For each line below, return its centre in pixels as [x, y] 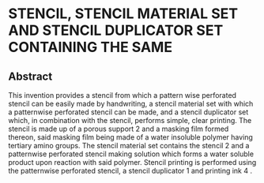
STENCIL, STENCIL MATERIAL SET [123, 14]
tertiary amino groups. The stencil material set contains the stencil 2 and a [129, 146]
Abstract [30, 76]
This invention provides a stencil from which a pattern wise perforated [123, 95]
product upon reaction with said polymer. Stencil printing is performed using [132, 162]
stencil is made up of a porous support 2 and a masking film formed [119, 129]
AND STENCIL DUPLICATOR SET [116, 30]
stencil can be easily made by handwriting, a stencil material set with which [131, 104]
